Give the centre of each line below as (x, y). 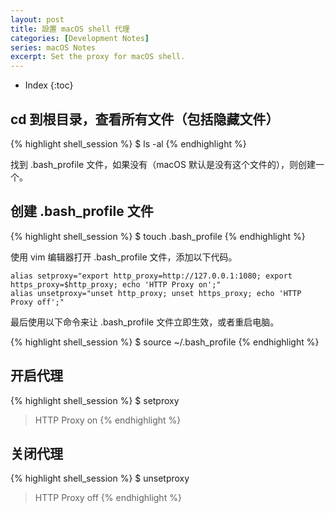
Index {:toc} (49, 85)
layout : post (37, 19)
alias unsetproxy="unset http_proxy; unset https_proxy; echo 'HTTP (156, 293)
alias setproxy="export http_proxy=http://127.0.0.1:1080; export (151, 276)
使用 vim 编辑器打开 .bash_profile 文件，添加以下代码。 (124, 257)
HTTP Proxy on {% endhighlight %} (108, 420)
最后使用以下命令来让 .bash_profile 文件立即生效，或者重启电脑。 (145, 322)
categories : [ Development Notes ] (80, 38)
